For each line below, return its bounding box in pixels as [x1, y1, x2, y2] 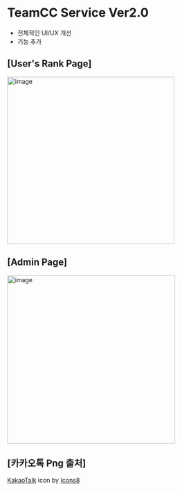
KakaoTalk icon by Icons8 [7, 476, 80, 485]
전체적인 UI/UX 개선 [17, 28, 72, 37]
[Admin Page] [7, 257, 68, 268]
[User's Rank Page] [7, 58, 92, 70]
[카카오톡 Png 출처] [7, 457, 87, 469]
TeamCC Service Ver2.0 [7, 5, 149, 21]
